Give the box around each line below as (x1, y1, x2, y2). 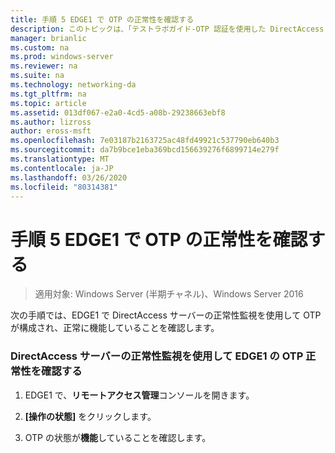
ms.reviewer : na (10, 61, 78, 71)
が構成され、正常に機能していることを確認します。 (10, 322, 220, 334)
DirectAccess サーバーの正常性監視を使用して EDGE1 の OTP (10, 349, 304, 363)
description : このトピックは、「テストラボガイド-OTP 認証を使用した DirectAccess (10, 24, 325, 34)
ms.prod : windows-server (10, 52, 114, 62)
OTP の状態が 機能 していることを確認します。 (24, 431, 212, 443)
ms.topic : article (10, 98, 87, 108)
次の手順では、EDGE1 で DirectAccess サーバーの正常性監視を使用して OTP (10, 309, 322, 321)
